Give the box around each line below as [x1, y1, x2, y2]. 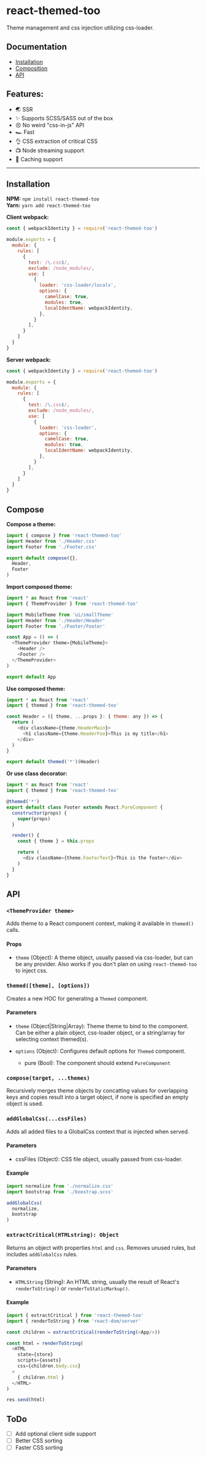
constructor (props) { [12, 810, 67, 816]
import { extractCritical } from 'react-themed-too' [6, 1312, 144, 1318]
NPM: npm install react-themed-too [6, 195, 99, 202]
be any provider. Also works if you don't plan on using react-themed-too [15, 961, 197, 968]
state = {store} [17, 1351, 53, 1358]
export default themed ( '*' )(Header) [6, 759, 100, 765]
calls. [6, 926, 20, 934]
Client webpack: [6, 213, 49, 221]
